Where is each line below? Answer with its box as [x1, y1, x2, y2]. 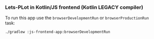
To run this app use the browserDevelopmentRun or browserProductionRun [5, 15, 149, 21]
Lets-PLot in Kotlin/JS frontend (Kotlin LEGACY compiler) [5, 4, 143, 11]
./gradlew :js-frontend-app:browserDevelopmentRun [5, 30, 110, 35]
